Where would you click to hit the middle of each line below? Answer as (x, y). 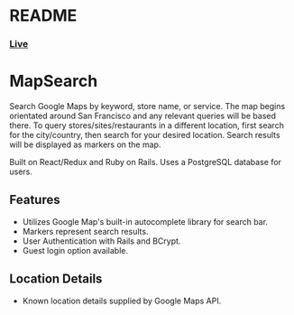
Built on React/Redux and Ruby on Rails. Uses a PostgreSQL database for (146, 162)
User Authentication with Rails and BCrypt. (101, 241)
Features (35, 200)
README (43, 16)
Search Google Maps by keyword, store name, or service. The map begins (147, 107)
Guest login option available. (75, 250)
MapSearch (54, 81)
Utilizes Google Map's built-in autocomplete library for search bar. (145, 221)
